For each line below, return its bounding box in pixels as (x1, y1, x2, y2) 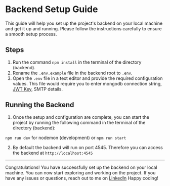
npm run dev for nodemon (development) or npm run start (5, 134, 126, 141)
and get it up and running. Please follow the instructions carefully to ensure (5, 25, 162, 31)
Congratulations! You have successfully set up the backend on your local (5, 164, 158, 170)
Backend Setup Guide (5, 4, 98, 15)
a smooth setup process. (5, 31, 57, 37)
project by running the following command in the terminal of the (12, 119, 146, 125)
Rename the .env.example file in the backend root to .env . (12, 70, 133, 76)
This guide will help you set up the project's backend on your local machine (5, 20, 163, 26)
